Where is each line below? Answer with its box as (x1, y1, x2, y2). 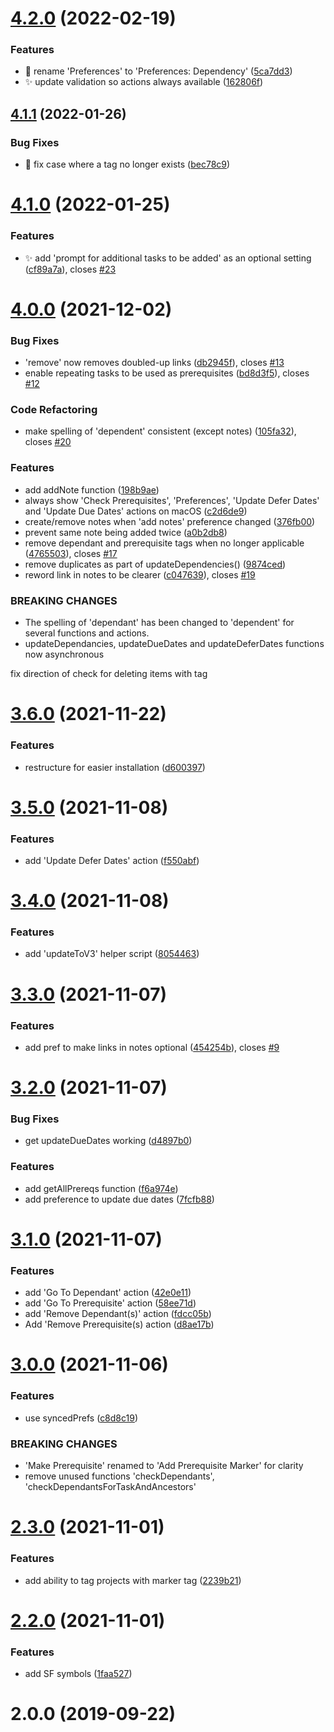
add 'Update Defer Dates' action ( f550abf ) (24, 855, 200, 866)
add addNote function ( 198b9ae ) (24, 483, 160, 496)
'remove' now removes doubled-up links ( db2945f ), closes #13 (24, 357, 285, 369)
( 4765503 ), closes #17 (24, 547, 118, 559)
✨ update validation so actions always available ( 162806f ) (24, 76, 264, 88)
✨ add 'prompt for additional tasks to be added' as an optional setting (24, 252, 312, 264)
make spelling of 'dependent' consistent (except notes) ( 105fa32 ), (24, 425, 297, 437)
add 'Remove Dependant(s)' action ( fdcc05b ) (24, 1308, 212, 1320)
